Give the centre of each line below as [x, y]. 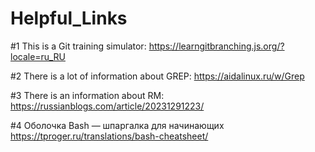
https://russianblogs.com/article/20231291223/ [107, 106]
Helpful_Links [69, 18]
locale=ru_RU [38, 56]
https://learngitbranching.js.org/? [216, 46]
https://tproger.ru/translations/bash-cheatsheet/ [109, 136]
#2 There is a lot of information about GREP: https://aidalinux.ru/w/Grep [157, 76]
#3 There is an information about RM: [87, 95]
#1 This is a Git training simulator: [78, 46]
